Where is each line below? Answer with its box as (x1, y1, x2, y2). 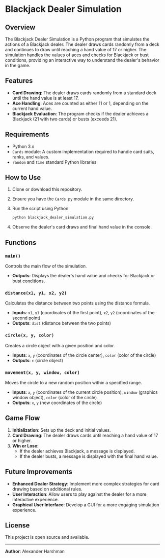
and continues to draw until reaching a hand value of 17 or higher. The (5, 47, 147, 52)
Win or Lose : (12, 443, 39, 448)
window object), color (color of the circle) (12, 394, 97, 400)
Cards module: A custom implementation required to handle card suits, (12, 149, 155, 154)
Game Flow (5, 414, 40, 422)
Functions (5, 238, 37, 247)
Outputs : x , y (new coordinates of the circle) (12, 400, 102, 406)
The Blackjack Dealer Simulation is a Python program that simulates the (5, 36, 150, 42)
